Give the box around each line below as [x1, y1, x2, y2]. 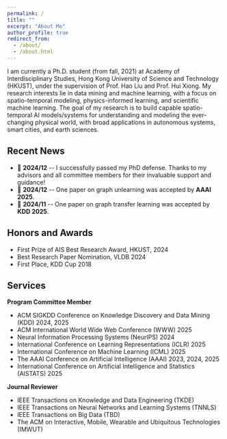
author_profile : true [7, 29, 69, 36]
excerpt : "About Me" [7, 23, 66, 29]
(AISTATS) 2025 [16, 370, 63, 378]
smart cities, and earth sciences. [7, 125, 99, 134]
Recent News [7, 145, 65, 157]
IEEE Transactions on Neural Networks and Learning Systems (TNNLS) [16, 403, 217, 412]
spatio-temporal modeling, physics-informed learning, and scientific [7, 96, 200, 104]
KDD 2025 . [16, 207, 49, 215]
